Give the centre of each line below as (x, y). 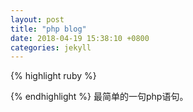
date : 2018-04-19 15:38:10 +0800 (80, 38)
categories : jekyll (51, 47)
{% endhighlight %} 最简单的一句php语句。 (99, 97)
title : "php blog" (48, 29)
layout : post (37, 19)
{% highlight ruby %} (53, 76)
